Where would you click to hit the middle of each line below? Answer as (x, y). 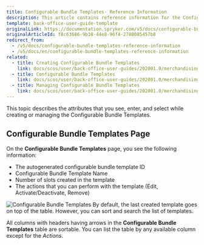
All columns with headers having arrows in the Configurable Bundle (91, 223)
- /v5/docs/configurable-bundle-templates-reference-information (96, 46)
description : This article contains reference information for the (93, 18)
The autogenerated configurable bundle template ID (80, 167)
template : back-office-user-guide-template (62, 23)
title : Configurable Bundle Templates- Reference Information (87, 12)
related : (17, 57)
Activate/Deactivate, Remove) (52, 193)
